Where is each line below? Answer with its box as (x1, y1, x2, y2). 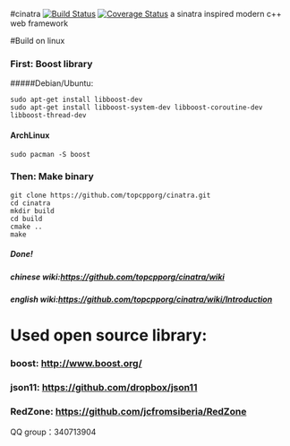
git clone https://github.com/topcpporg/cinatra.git (10, 191, 211, 200)
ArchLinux (10, 130, 50, 141)
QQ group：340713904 (10, 426, 97, 438)
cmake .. (10, 222, 43, 231)
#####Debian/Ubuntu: (10, 78, 94, 89)
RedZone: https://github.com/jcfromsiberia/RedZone (10, 406, 247, 418)
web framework (10, 18, 69, 29)
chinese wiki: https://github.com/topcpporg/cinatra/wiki (10, 271, 225, 282)
